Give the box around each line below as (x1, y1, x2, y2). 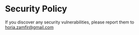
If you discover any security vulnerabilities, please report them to (5, 19, 134, 25)
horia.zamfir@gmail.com (5, 24, 54, 30)
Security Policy (5, 3, 68, 14)
